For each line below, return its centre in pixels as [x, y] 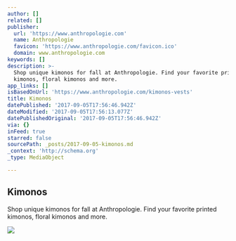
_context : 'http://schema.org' [53, 151]
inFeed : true [26, 131]
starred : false [29, 138]
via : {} [19, 125]
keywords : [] [26, 60]
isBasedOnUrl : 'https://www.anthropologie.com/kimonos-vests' [100, 92]
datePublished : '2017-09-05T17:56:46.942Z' [72, 105]
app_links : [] [28, 86]
